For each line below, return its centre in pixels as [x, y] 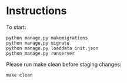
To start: [16, 27]
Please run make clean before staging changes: [64, 64]
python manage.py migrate [38, 43]
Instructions [36, 11]
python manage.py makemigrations [47, 38]
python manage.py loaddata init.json [52, 48]
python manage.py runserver [41, 53]
